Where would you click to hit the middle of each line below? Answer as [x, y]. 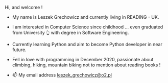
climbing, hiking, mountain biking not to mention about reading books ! [86, 65]
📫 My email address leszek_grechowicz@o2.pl [62, 75]
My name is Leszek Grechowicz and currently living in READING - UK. [86, 17]
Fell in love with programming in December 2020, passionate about [83, 59]
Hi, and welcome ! [24, 7]
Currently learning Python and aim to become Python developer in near [87, 44]
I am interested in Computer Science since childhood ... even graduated [88, 27]
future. [19, 50]
